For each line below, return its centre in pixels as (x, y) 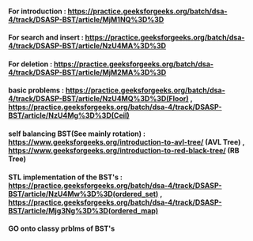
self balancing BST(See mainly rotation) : (77, 134)
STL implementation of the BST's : (66, 177)
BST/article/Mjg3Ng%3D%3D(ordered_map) (83, 210)
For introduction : (37, 11)
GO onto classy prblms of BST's (62, 228)
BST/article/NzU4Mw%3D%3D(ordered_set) (83, 194)
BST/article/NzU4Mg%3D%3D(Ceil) (69, 115)
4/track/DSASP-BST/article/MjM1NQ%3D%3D (86, 19)
